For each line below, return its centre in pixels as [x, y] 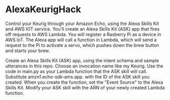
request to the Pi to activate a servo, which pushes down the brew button [82, 45]
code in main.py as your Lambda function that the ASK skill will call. [76, 71]
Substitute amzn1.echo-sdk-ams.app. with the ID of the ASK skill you [77, 77]
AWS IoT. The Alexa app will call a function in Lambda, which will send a [81, 40]
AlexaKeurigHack [43, 9]
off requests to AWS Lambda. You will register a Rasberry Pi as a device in [83, 34]
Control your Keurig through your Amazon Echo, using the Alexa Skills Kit [82, 23]
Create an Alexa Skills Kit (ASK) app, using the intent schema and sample [82, 60]
